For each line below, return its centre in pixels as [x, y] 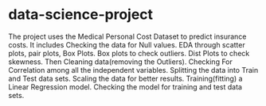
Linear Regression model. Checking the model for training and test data [125, 87]
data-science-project [81, 15]
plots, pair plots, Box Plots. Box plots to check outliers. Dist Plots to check [129, 53]
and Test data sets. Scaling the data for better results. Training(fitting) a [125, 78]
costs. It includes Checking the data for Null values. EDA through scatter [127, 44]
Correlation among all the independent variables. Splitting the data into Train [133, 70]
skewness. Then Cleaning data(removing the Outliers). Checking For [121, 62]
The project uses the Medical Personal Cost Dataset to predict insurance [127, 36]
